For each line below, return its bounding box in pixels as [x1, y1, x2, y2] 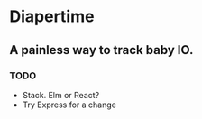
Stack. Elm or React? [22, 89, 100, 100]
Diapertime [9, 6, 95, 27]
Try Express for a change [22, 99, 117, 110]
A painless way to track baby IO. [9, 42, 194, 58]
